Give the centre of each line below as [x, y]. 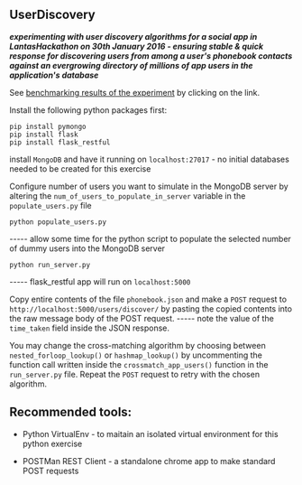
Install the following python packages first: [88, 110]
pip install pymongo [48, 126]
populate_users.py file [50, 205]
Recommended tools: [71, 412]
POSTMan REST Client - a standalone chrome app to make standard [149, 461]
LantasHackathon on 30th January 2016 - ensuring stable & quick [137, 46]
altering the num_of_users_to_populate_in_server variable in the [128, 196]
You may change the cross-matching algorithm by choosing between [137, 345]
